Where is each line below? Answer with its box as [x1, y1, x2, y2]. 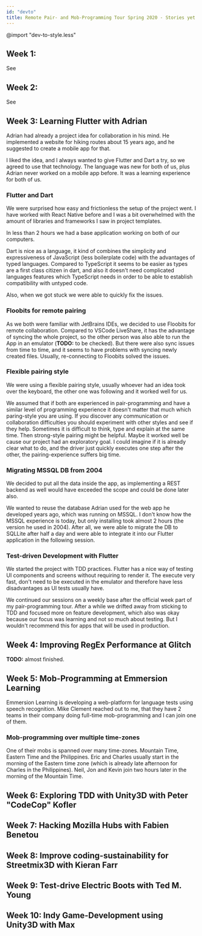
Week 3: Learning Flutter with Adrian [6, 116, 148, 126]
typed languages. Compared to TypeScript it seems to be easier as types [6, 260, 188, 268]
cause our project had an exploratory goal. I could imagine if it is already [6, 438, 186, 445]
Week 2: [6, 82, 38, 93]
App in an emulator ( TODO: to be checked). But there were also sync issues [6, 340, 195, 347]
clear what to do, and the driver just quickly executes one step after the [6, 444, 184, 452]
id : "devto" [6, 8, 36, 15]
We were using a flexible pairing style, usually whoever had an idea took [6, 381, 186, 388]
